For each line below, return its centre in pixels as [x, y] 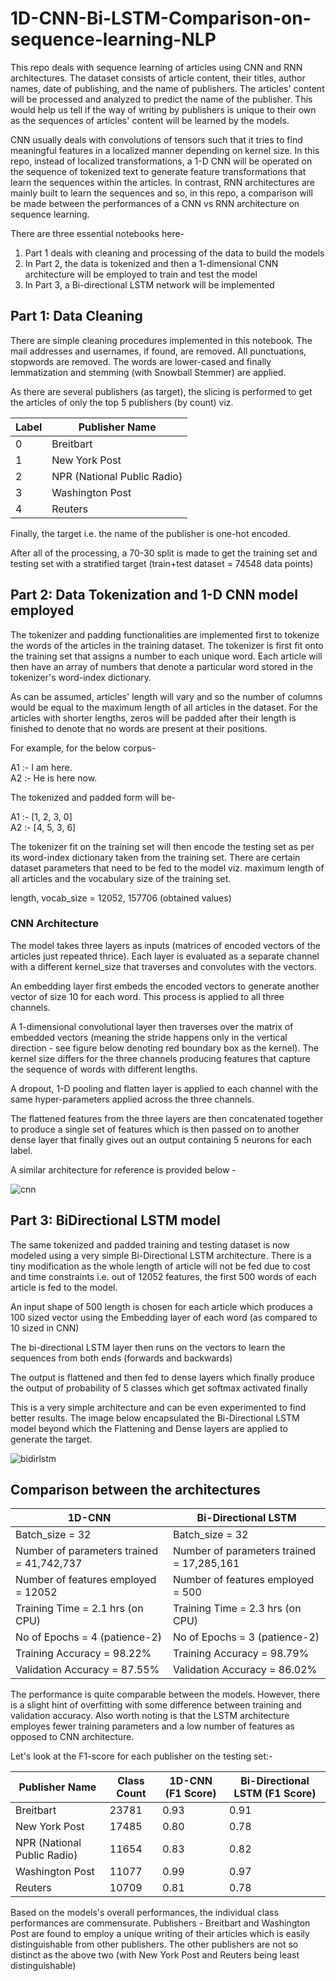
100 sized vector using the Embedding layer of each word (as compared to [164, 1317]
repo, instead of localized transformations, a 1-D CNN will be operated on [161, 161]
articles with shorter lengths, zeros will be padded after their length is [153, 718]
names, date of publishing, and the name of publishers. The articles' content [167, 88]
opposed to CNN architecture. [72, 1737]
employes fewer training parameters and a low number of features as [152, 1726]
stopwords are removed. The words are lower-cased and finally [141, 361]
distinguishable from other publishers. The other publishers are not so [154, 1944]
